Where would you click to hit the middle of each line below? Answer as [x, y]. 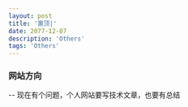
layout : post [30, 16]
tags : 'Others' [34, 46]
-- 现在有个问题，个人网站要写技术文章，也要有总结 [94, 95]
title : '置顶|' [33, 24]
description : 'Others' [47, 39]
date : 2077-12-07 [38, 31]
